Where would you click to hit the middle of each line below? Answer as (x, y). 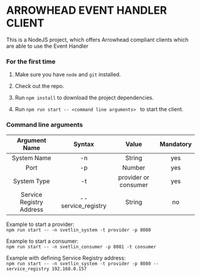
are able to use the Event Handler (47, 46)
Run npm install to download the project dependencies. (84, 98)
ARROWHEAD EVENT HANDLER (87, 10)
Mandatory (176, 144)
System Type (31, 181)
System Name (31, 158)
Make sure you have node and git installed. (68, 75)
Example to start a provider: (40, 224)
